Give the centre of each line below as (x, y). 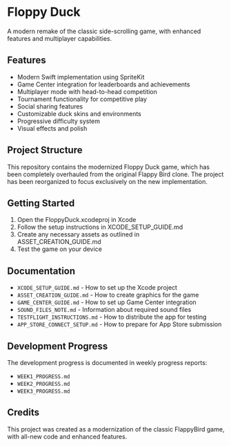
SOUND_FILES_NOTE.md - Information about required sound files (104, 310)
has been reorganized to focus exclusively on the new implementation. (108, 181)
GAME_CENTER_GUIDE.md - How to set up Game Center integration (107, 302)
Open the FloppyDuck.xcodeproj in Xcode (77, 220)
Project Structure (45, 150)
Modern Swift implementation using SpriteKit (81, 77)
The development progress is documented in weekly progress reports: (107, 363)
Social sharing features (50, 106)
